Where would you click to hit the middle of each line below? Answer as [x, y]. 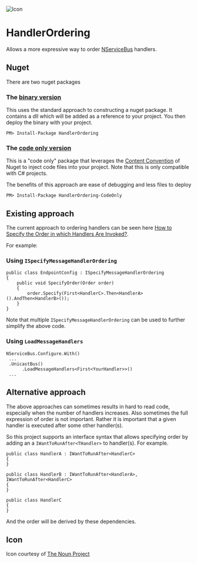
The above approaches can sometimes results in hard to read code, [88, 406]
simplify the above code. [36, 326]
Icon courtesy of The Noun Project [48, 554]
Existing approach [40, 213]
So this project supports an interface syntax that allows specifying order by [97, 436]
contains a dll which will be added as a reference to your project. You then [96, 116]
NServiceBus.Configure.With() [43, 353]
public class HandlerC [34, 500]
